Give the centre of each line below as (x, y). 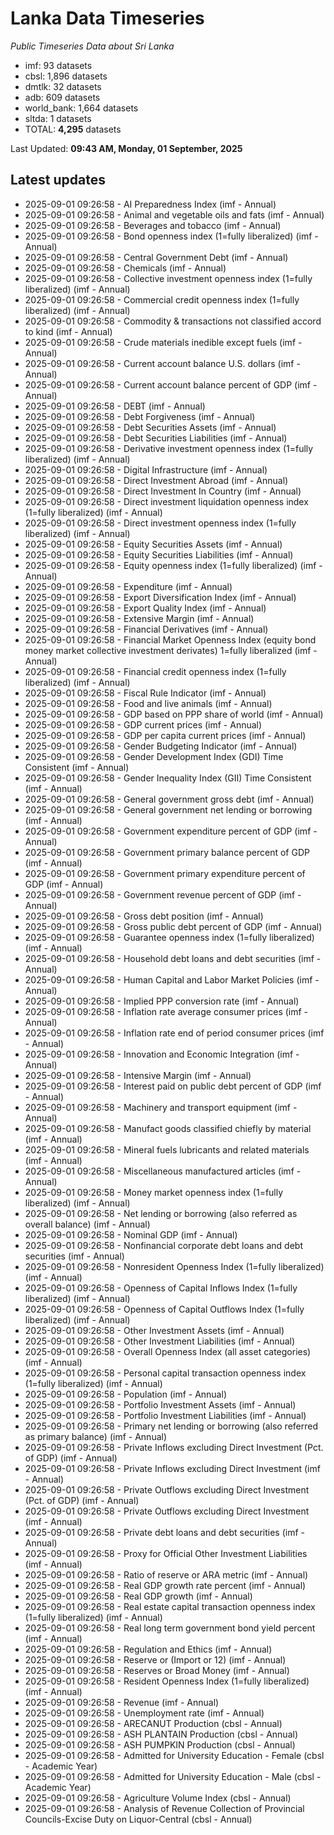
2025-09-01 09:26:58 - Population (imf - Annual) (125, 1394)
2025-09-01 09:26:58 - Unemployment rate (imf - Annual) (144, 1713)
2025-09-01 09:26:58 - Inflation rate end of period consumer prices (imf (174, 1033)
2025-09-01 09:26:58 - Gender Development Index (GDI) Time (154, 756)
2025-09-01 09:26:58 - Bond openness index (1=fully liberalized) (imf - (171, 236)
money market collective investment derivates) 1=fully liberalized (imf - (171, 650)
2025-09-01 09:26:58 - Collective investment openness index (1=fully (168, 278)
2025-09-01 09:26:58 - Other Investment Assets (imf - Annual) (154, 1330)
